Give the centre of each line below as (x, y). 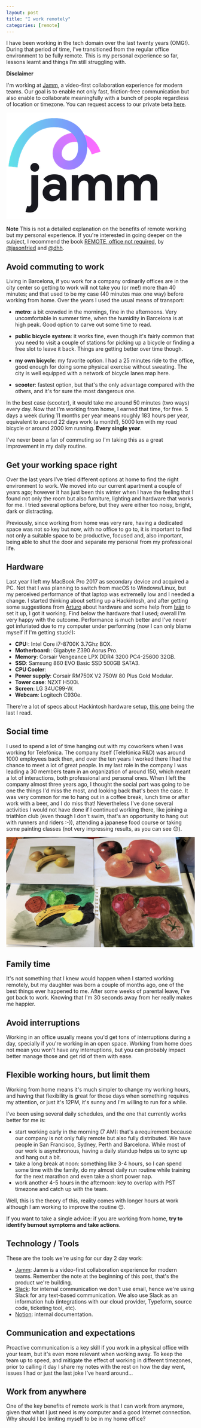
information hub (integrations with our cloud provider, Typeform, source (103, 1301)
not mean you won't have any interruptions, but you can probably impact (96, 1050)
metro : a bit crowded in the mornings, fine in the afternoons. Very (96, 312)
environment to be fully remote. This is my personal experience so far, (92, 56)
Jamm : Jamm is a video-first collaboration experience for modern (96, 1269)
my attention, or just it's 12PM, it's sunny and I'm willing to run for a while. (97, 1102)
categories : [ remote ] (33, 25)
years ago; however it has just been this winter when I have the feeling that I (100, 492)
